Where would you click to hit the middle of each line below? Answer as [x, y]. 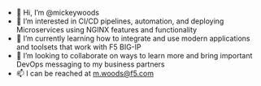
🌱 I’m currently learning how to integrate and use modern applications [133, 38]
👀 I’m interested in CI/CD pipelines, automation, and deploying [120, 21]
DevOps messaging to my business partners [90, 64]
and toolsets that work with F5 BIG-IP [78, 47]
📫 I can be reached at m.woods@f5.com [85, 73]
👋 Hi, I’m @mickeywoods [58, 13]
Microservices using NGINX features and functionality [107, 30]
